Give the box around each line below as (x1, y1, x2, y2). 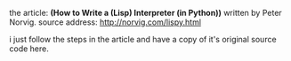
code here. (9, 43, 49, 54)
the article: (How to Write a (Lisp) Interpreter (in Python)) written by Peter (9, 8, 282, 18)
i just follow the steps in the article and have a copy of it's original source (9, 34, 278, 44)
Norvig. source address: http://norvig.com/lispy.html (9, 17, 202, 27)
